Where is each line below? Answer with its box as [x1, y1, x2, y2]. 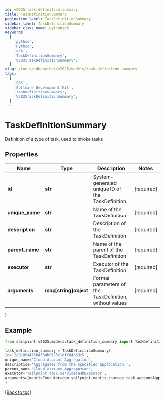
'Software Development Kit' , [14, 85, 74, 90]
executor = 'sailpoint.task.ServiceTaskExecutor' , [5, 371, 107, 376]
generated [93, 179, 117, 186]
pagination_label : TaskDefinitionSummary [5, 16, 91, 21]
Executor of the [93, 260, 129, 267]
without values [93, 299, 127, 306]
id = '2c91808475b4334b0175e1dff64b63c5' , [5, 353, 89, 358]
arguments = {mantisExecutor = [5, 375, 63, 380]
